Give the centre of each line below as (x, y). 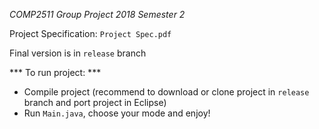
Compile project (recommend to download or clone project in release (166, 92)
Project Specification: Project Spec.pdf (90, 33)
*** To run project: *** (55, 72)
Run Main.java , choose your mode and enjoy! (117, 113)
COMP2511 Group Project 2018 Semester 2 (97, 14)
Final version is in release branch (78, 53)
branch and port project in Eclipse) (95, 102)
